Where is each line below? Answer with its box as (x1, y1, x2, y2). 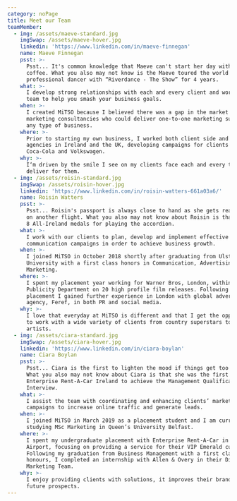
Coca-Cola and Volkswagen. (25, 148, 106, 155)
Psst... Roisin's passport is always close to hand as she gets (25, 207, 219, 215)
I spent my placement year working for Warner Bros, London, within (25, 279, 232, 286)
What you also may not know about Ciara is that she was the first (25, 371, 229, 378)
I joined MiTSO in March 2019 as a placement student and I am (25, 417, 217, 424)
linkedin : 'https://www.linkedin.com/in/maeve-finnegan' (20, 43, 191, 50)
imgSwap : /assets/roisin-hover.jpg (20, 181, 125, 188)
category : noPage (7, 10, 59, 18)
